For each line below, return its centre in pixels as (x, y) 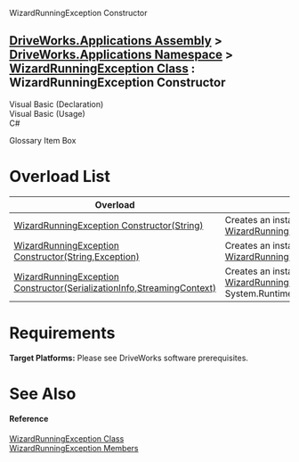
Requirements (62, 333)
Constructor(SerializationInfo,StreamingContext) (115, 287)
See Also (43, 394)
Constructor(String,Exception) (77, 256)
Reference (29, 419)
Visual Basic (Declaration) (57, 104)
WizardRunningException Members (74, 449)
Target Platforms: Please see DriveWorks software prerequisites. (129, 358)
